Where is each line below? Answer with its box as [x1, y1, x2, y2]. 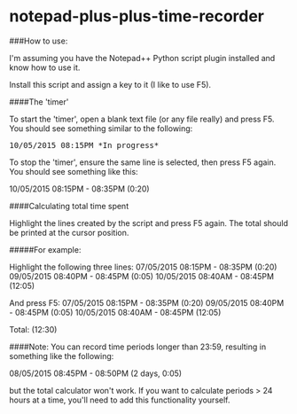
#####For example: [9, 244, 82, 254]
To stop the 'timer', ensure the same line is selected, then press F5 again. [9, 157, 277, 168]
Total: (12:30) [9, 324, 58, 334]
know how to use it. [9, 62, 81, 73]
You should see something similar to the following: [9, 122, 193, 134]
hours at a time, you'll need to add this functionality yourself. [9, 394, 231, 405]
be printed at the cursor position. [9, 227, 129, 238]
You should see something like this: [9, 166, 139, 176]
